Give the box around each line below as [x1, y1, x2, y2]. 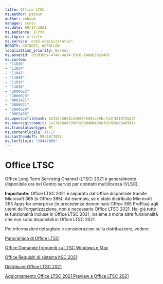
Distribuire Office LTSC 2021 [5, 264, 62, 269]
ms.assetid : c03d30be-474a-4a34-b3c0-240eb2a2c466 [5, 52, 110, 58]
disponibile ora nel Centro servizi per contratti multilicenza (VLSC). [5, 181, 139, 187]
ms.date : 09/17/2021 [5, 25, 47, 30]
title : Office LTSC [5, 7, 45, 12]
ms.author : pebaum [5, 12, 42, 17]
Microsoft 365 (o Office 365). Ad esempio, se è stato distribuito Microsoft [5, 196, 152, 202]
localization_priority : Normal [5, 48, 69, 53]
